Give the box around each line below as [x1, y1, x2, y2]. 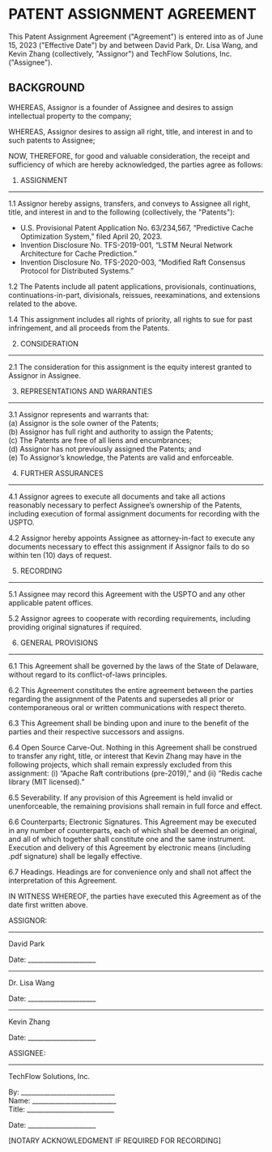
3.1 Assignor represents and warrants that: [8, 410, 150, 419]
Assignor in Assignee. [8, 370, 81, 380]
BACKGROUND [8, 81, 85, 95]
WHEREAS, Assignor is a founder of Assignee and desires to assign [8, 102, 233, 112]
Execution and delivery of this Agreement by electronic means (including [8, 843, 251, 852]
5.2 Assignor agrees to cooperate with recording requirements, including [8, 613, 251, 623]
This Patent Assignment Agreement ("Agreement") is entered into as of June [8, 32, 264, 41]
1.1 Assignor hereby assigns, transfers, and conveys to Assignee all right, [8, 198, 251, 208]
